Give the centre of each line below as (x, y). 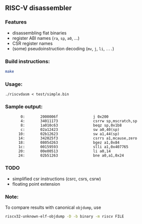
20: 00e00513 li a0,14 (64, 151)
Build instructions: (28, 61)
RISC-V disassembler (39, 8)
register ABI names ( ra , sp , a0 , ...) (46, 38)
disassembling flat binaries (39, 33)
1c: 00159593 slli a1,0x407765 (73, 147)
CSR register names (32, 43)
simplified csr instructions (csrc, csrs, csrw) (57, 179)
